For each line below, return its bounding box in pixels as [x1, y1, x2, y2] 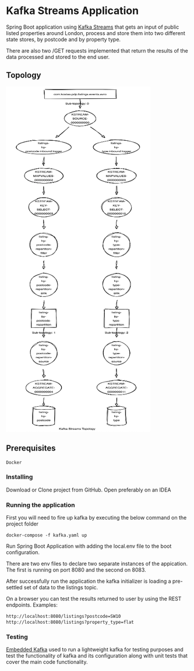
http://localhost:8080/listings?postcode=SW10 [6, 614, 121, 620]
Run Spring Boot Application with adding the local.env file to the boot [6, 542, 172, 550]
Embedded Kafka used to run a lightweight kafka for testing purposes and [6, 646, 184, 653]
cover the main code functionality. [6, 659, 88, 666]
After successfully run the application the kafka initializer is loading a [6, 577, 171, 585]
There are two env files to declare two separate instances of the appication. [6, 560, 188, 568]
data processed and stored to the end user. [6, 53, 110, 60]
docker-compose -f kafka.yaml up [6, 532, 87, 538]
